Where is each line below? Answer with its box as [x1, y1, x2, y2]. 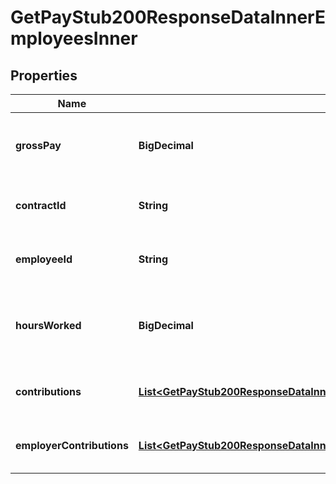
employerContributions [15, 439, 129, 452]
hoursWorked [15, 319, 82, 332]
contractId [15, 199, 67, 212]
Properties [10, 67, 78, 84]
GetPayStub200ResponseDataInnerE [10, 6, 326, 29]
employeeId [15, 252, 73, 266]
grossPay [15, 139, 62, 152]
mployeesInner [10, 27, 138, 50]
